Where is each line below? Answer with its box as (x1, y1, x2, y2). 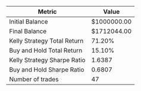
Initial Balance (9, 18, 49, 25)
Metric (37, 8, 57, 15)
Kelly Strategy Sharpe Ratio (9, 56, 86, 64)
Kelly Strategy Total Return (9, 37, 84, 45)
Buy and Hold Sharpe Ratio (9, 66, 84, 73)
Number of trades (9, 75, 59, 83)
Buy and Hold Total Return (9, 47, 83, 54)
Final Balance (9, 27, 47, 35)
